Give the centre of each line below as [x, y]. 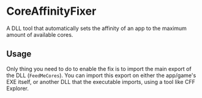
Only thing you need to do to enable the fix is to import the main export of [99, 69]
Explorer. [18, 88]
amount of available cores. [40, 34]
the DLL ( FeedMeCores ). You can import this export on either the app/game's [101, 75]
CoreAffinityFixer [51, 11]
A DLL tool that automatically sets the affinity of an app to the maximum [96, 28]
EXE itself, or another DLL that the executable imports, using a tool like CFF [101, 81]
